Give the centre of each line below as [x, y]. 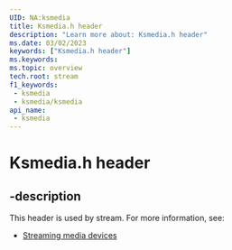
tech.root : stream [44, 77]
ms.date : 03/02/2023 [48, 43]
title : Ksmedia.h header [56, 26]
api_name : [28, 110]
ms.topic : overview [46, 69]
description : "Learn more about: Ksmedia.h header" [108, 34]
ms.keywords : [34, 60]
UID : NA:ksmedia [40, 18]
